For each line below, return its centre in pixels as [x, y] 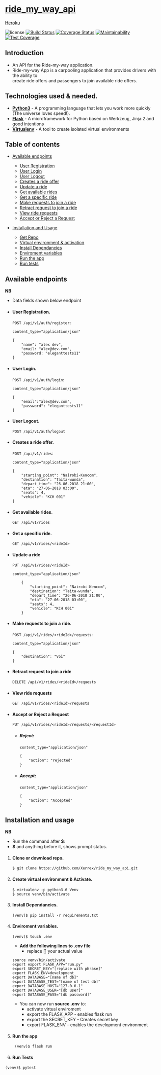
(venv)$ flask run [33, 1046]
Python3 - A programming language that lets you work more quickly [81, 108]
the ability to [25, 75]
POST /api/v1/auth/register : [41, 323]
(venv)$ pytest [21, 1068]
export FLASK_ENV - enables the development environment [87, 1025]
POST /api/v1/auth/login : [38, 379]
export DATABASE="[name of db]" [45, 977]
